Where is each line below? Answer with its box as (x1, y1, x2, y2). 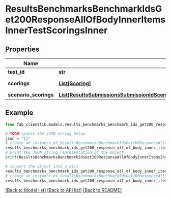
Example (5, 109, 34, 117)
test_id (8, 69, 25, 75)
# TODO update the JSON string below (5, 131, 85, 136)
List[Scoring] (58, 80, 92, 87)
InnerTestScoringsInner (5, 25, 108, 36)
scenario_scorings (8, 91, 54, 98)
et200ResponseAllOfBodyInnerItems (5, 14, 166, 25)
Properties (5, 45, 40, 53)
